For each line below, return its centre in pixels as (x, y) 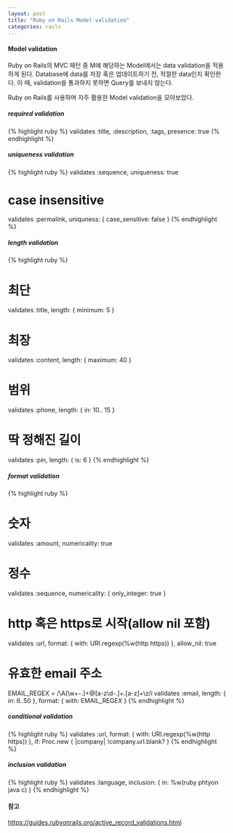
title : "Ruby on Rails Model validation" (69, 20)
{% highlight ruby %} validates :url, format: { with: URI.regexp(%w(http (109, 734)
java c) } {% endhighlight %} (49, 789)
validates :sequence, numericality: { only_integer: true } (87, 593)
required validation (36, 114)
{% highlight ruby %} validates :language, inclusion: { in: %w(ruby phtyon (113, 782)
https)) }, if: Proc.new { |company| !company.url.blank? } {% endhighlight (113, 741)
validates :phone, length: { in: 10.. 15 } (62, 410)
